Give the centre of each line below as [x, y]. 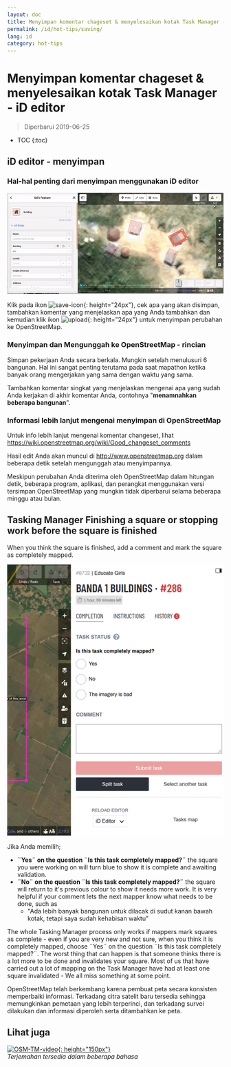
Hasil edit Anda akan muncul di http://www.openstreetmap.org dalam [105, 456]
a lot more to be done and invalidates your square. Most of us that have [108, 961]
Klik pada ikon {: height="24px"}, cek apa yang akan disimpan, [113, 305]
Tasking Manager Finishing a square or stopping [113, 520]
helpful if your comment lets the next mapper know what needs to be [115, 896]
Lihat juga [29, 1033]
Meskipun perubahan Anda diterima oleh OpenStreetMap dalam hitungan [111, 476]
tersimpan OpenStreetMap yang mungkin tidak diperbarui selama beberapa [114, 491]
